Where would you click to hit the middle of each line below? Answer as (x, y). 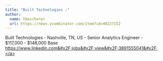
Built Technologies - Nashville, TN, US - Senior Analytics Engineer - (74, 38)
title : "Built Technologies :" (37, 10)
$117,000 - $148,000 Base (31, 43)
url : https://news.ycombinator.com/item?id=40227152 (65, 24)
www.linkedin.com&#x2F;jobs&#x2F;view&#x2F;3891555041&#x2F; (89, 48)
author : (13, 14)
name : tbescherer (27, 19)
